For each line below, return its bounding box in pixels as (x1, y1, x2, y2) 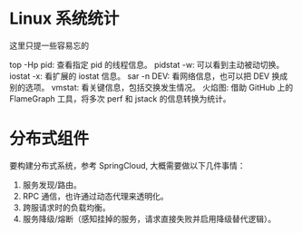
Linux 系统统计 (9, 8, 120, 29)
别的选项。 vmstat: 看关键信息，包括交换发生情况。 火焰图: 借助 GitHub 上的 (9, 82, 293, 92)
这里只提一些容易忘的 (9, 40, 89, 51)
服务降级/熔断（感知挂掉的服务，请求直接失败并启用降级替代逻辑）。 (22, 213, 277, 224)
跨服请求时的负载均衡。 (22, 201, 111, 213)
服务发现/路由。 (22, 179, 82, 190)
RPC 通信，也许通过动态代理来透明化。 (22, 190, 169, 201)
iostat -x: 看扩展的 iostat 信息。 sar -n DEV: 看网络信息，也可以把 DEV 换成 (9, 70, 288, 82)
